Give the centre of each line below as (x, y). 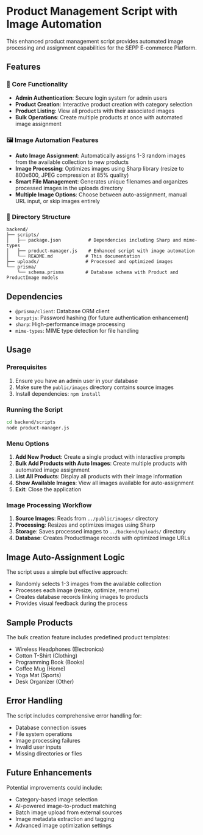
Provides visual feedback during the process (71, 603)
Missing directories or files (48, 753)
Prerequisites (27, 367)
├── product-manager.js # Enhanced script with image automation (106, 251)
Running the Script (34, 409)
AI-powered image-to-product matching (66, 806)
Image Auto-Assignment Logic (66, 557)
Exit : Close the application (48, 489)
